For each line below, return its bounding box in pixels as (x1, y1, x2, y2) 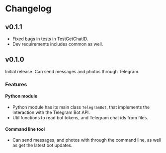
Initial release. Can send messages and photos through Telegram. (5, 68, 140, 74)
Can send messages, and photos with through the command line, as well (12, 137, 162, 143)
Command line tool (5, 126, 45, 132)
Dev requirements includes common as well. (12, 41, 103, 47)
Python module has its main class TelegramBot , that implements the (12, 104, 150, 110)
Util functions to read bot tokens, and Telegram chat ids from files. (12, 114, 148, 120)
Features (5, 81, 27, 88)
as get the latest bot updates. (12, 142, 73, 149)
